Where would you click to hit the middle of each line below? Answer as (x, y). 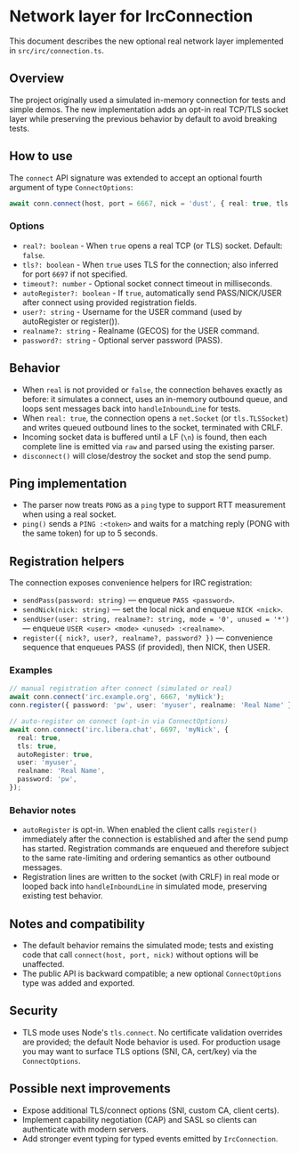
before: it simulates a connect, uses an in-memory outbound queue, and (154, 399)
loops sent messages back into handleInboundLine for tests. (131, 408)
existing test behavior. (63, 896)
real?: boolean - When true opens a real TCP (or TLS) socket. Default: (152, 246)
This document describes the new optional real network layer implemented (146, 41)
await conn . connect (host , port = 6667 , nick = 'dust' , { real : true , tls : (151, 203)
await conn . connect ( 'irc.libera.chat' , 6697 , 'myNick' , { (119, 730)
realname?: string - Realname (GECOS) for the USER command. (141, 330)
